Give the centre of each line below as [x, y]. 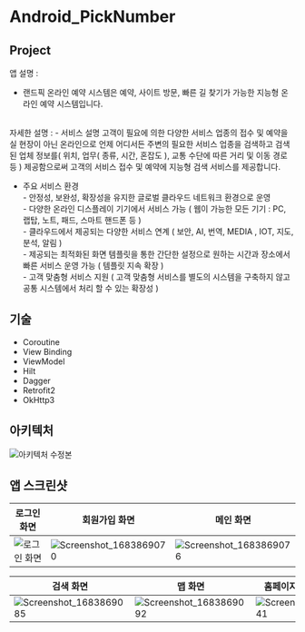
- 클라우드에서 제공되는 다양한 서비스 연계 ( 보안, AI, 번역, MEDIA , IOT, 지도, [158, 232]
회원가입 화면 [108, 520]
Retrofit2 [39, 390]
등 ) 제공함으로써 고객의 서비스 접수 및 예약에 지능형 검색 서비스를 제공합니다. [145, 167]
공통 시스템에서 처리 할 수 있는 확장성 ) [90, 288]
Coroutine [41, 341]
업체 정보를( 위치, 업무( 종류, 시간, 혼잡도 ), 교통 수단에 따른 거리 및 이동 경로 [153, 155]
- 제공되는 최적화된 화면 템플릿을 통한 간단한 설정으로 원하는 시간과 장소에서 [156, 254]
